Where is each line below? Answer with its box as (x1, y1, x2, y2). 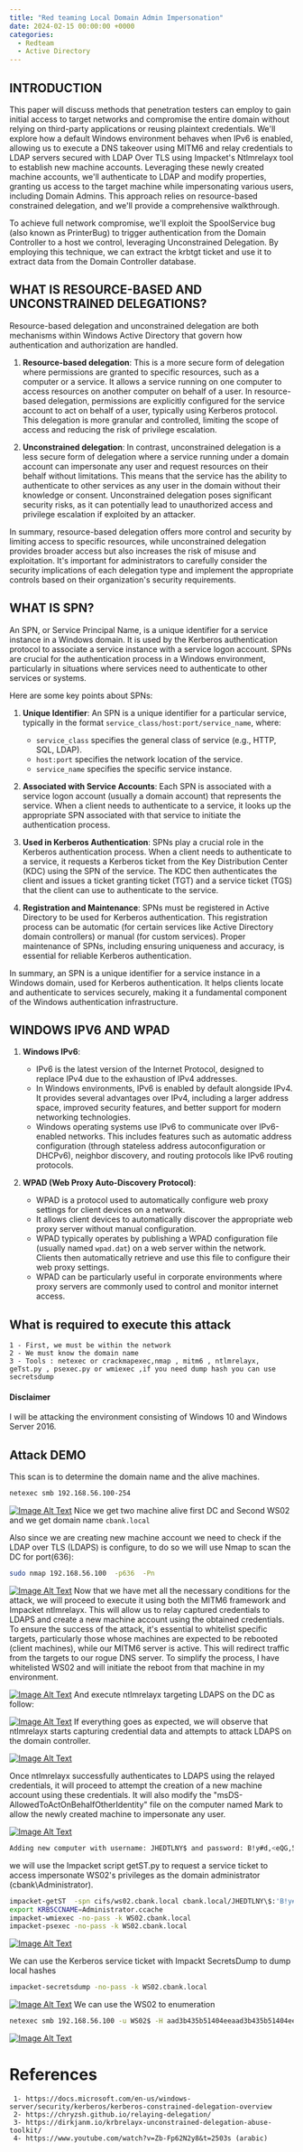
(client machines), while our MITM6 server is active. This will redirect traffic (9, 1643, 290, 1654)
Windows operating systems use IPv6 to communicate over (35, 1122, 257, 1132)
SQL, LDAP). (35, 744, 83, 755)
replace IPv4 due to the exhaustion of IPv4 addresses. (35, 1074, 238, 1085)
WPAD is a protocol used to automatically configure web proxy (35, 1195, 269, 1206)
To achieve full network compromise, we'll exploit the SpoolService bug (9, 218, 276, 228)
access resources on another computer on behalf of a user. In (22, 386, 252, 396)
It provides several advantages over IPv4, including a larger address (35, 1093, 289, 1104)
